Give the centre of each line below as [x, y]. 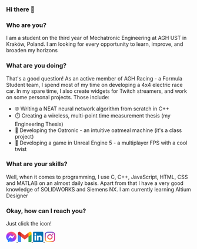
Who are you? [26, 25]
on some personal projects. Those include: [58, 97]
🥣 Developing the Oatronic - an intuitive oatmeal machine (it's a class [98, 130]
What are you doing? [36, 66]
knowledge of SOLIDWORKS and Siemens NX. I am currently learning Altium [98, 189]
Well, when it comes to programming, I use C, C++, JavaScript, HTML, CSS [97, 177]
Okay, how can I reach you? [46, 211]
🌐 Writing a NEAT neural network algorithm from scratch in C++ [92, 109]
